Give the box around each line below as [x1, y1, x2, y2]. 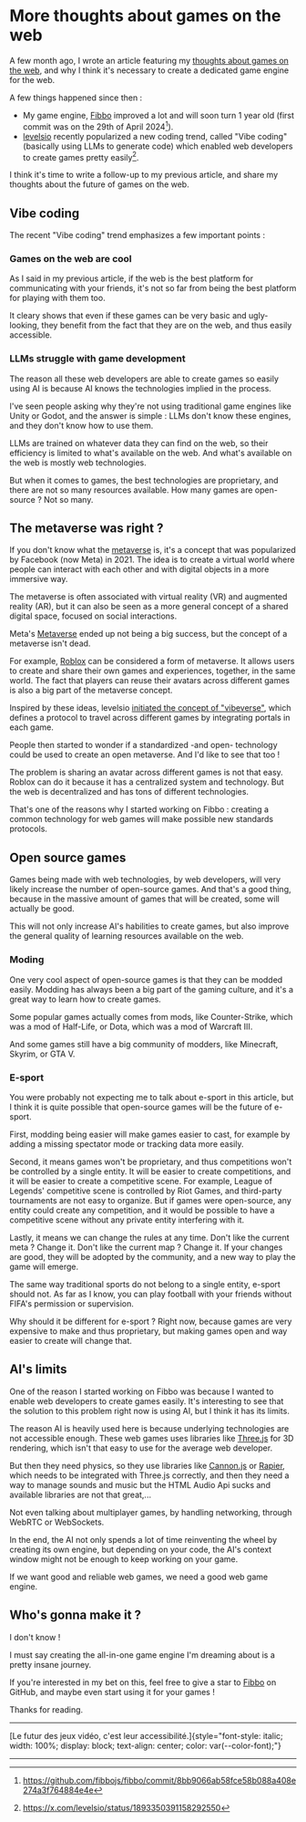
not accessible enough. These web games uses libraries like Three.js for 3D [9, 1432, 294, 1443]
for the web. [9, 74, 56, 85]
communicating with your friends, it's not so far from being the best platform [9, 283, 297, 294]
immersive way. [9, 574, 68, 585]
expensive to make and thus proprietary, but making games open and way [9, 1325, 288, 1337]
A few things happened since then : [9, 92, 143, 103]
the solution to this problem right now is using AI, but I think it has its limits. [9, 1405, 290, 1416]
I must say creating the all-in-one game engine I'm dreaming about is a [9, 1649, 276, 1661]
